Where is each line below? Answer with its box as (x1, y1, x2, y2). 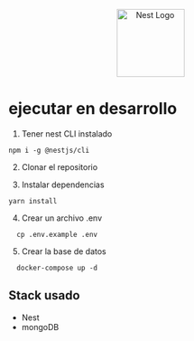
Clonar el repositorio (21, 161, 98, 172)
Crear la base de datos (21, 245, 107, 257)
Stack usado (8, 288, 80, 303)
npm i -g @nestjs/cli (8, 146, 90, 155)
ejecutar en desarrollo (8, 99, 178, 119)
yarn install (8, 196, 58, 205)
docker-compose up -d (16, 263, 98, 272)
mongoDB (21, 321, 60, 332)
